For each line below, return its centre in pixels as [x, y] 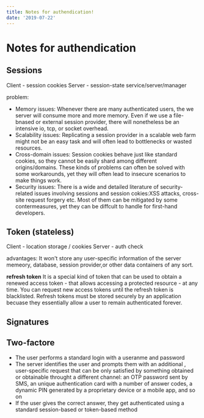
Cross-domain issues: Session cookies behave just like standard [96, 154]
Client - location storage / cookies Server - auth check [75, 247]
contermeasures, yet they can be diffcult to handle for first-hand [96, 206]
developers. [30, 213]
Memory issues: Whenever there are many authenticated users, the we [104, 109]
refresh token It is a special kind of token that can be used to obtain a [94, 277]
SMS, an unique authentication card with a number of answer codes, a [104, 383]
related [24, 193]
